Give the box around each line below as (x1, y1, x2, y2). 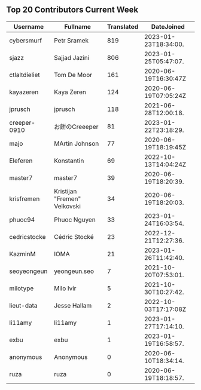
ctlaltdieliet (9, 70, 40, 79)
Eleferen (9, 156, 33, 165)
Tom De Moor (53, 70, 93, 79)
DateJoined (151, 22, 185, 30)
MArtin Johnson (53, 139, 99, 148)
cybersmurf (9, 36, 42, 44)
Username (13, 22, 44, 30)
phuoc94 (9, 215, 35, 223)
